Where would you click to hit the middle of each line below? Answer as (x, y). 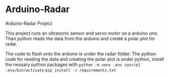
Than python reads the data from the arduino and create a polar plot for (80, 38)
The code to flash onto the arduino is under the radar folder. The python (81, 54)
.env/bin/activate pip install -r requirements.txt (61, 70)
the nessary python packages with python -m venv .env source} (73, 64)
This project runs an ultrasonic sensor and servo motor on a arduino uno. (82, 33)
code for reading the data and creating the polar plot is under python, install (85, 59)
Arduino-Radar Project (29, 23)
